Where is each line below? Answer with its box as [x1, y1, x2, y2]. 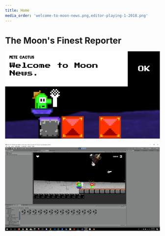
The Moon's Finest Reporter [5, 35, 122, 46]
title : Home [5, 8, 29, 13]
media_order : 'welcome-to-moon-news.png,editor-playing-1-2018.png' [5, 13, 148, 18]
